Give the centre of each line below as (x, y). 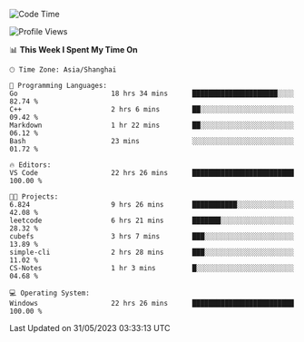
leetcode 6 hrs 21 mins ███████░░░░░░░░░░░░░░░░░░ (152, 220)
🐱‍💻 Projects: (34, 197)
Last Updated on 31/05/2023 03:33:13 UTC (90, 328)
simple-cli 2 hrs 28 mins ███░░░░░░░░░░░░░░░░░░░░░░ (152, 252)
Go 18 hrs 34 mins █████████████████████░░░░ (152, 93)
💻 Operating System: (50, 293)
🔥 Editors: (30, 165)
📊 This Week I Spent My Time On (74, 49)
